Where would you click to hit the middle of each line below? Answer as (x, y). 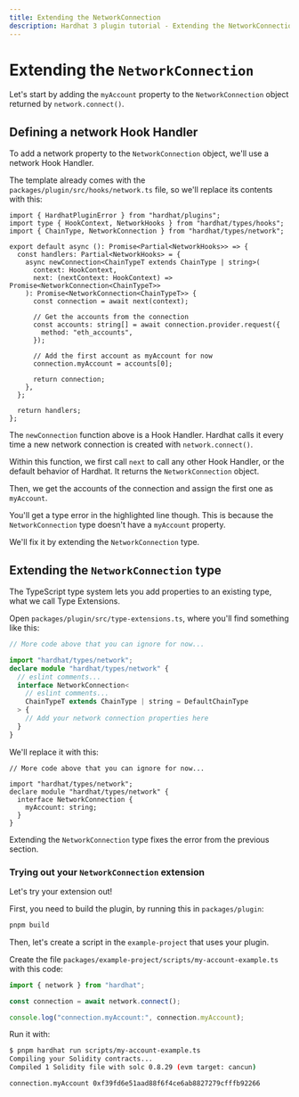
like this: (24, 628)
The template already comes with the (77, 180)
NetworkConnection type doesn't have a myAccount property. (117, 525)
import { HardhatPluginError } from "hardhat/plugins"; (115, 216)
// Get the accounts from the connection (111, 318)
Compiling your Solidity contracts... (81, 1059)
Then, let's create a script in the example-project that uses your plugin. (139, 942)
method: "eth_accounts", (87, 333)
